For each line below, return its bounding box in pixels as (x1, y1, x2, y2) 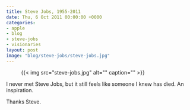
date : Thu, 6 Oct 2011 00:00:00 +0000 (6, 14, 102, 20)
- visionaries (6, 42, 42, 48)
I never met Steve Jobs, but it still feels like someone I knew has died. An (6, 80, 184, 88)
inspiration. (6, 86, 34, 93)
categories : (6, 20, 36, 25)
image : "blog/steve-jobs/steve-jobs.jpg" (6, 53, 110, 59)
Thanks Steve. (6, 98, 42, 105)
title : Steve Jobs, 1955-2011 (6, 8, 81, 15)
